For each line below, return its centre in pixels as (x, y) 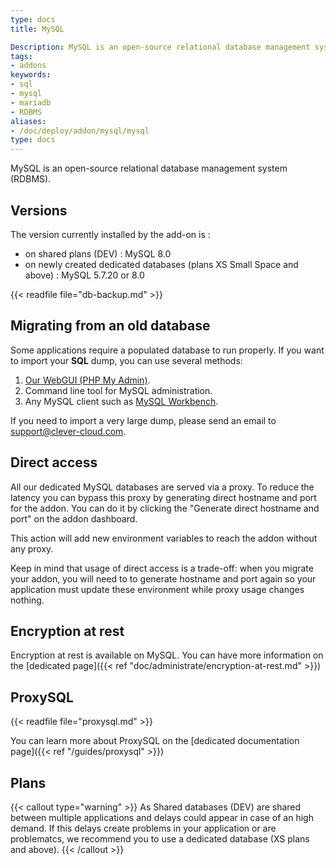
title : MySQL (37, 29)
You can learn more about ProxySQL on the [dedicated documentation (155, 741)
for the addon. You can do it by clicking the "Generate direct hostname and (165, 508)
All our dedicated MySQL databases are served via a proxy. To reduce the (162, 487)
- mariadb (31, 102)
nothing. (27, 600)
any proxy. (32, 548)
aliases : (28, 121)
